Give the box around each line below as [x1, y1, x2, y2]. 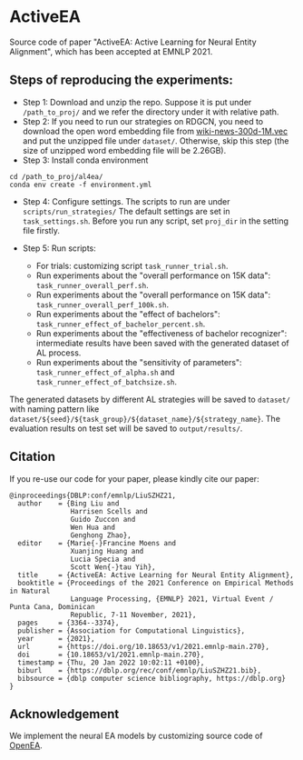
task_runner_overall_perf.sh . [35, 279, 149, 290]
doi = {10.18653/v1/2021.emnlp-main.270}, [17, 650, 205, 659]
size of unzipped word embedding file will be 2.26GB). [22, 145, 227, 155]
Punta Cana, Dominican [9, 602, 95, 611]
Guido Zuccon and [70, 515, 136, 524]
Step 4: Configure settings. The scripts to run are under [22, 195, 230, 206]
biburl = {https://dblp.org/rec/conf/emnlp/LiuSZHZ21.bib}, [17, 665, 261, 675]
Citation [9, 449, 56, 465]
